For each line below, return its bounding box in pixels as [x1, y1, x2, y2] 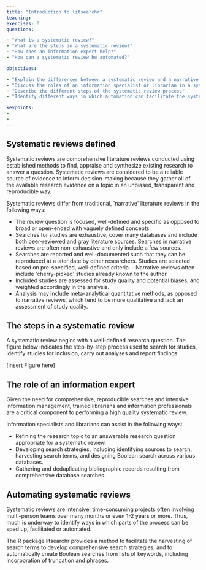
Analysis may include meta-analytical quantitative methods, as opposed [15, 290, 197, 297]
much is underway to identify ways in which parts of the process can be [6, 519, 189, 526]
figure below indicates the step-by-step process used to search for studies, [6, 343, 197, 350]
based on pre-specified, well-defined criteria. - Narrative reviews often [15, 263, 195, 271]
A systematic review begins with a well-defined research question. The [6, 337, 186, 344]
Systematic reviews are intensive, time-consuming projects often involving [6, 506, 194, 513]
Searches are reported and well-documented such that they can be [15, 250, 186, 258]
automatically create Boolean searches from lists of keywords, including [6, 550, 188, 557]
